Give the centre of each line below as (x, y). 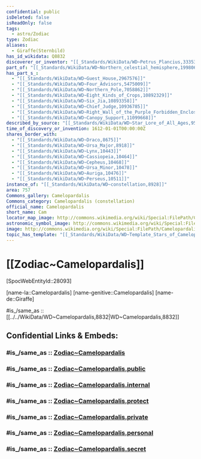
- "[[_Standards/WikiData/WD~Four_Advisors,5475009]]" (81, 84)
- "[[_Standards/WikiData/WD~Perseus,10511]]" (71, 179)
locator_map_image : (31, 218)
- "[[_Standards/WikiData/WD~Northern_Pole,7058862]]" (81, 90)
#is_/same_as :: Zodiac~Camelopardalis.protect (77, 401)
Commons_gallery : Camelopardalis (48, 195)
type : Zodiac (22, 40)
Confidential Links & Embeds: (62, 335)
